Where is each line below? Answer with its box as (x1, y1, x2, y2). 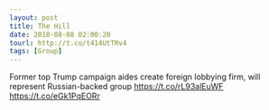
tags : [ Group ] (9, 47, 63, 56)
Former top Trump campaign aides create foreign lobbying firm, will (9, 71, 261, 82)
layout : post (9, 13, 59, 23)
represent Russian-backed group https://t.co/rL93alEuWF (9, 81, 224, 92)
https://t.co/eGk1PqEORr (9, 91, 101, 102)
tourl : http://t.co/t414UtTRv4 (9, 38, 127, 48)
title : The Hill (9, 22, 70, 31)
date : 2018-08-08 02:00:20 (9, 30, 111, 39)
